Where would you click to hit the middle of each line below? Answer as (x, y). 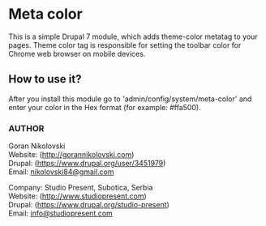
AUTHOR (26, 128)
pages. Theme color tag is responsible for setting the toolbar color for (125, 45)
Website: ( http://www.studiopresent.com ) (78, 196)
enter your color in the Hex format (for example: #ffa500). (105, 107)
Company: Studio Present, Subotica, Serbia (81, 188)
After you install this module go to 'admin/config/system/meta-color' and (130, 99)
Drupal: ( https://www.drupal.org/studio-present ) (89, 205)
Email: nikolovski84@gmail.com (61, 172)
